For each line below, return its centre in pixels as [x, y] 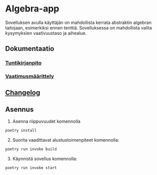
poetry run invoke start [31, 168]
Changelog [23, 92]
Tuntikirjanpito [23, 63]
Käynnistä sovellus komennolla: [45, 159]
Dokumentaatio [30, 49]
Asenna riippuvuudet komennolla [46, 121]
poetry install [21, 131]
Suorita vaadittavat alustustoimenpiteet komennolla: [66, 140]
